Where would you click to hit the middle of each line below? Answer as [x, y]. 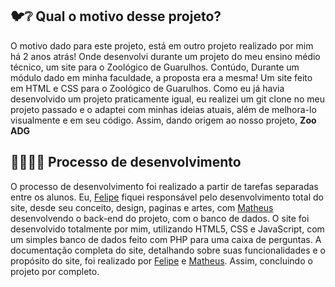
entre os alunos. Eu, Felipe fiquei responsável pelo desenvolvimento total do [167, 197]
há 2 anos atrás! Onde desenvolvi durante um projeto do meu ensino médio [165, 56]
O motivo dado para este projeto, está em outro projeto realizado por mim [162, 45]
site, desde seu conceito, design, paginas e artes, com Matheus [142, 207]
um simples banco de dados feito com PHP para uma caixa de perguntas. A [166, 239]
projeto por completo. [55, 271]
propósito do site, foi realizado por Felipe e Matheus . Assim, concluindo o [161, 260]
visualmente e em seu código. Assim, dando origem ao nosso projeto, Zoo [163, 120]
